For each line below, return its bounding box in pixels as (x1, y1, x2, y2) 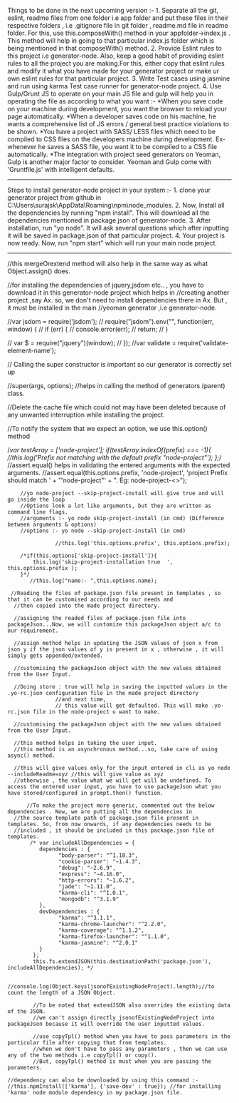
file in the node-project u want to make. (33, 708, 161, 716)
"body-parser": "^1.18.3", (58, 852, 139, 859)
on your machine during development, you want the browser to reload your (7, 105, 228, 113)
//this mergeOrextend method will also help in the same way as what (7, 260, 208, 268)
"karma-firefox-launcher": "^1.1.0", (58, 933, 171, 940)
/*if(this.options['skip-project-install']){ (20, 552, 158, 559)
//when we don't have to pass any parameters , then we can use (33, 1045, 228, 1052)
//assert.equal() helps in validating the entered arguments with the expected (7, 461, 230, 469)
